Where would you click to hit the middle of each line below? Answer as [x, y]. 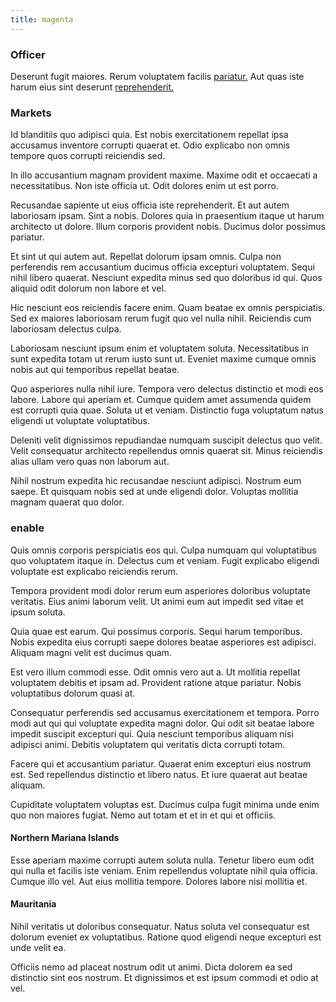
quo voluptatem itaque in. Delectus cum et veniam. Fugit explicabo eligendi [165, 560]
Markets [31, 113]
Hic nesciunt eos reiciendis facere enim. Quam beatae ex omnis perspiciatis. [168, 308]
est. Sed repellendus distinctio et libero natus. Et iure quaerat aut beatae [159, 774]
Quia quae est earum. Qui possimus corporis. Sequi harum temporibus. [156, 631]
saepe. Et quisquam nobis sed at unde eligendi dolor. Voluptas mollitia [154, 492]
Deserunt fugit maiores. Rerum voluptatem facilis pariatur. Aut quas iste [157, 76]
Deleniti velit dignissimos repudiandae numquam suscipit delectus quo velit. [166, 440]
